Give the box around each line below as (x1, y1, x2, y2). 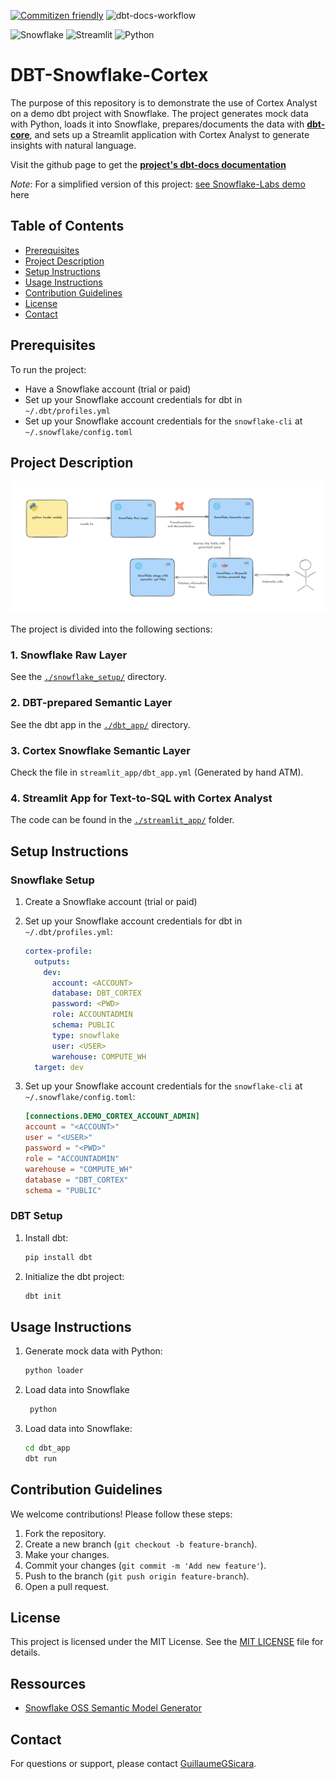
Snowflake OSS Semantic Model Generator (24, 1702, 202, 1714)
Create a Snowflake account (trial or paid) (24, 895, 198, 907)
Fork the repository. (24, 1527, 107, 1539)
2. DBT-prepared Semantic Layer (10, 696, 173, 710)
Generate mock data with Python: (24, 1345, 163, 1357)
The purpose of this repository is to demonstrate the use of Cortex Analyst (10, 96, 318, 109)
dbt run (24, 1453, 57, 1464)
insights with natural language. (10, 139, 137, 151)
